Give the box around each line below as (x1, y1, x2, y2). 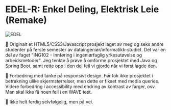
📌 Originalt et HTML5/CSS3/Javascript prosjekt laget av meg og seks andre (5, 41, 164, 47)
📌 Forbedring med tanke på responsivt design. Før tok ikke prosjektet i (5, 72, 153, 78)
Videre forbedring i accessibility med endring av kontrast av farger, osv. (5, 83, 156, 90)
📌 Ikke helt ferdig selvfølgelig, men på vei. (5, 98, 93, 105)
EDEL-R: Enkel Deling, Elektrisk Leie (5, 4, 159, 15)
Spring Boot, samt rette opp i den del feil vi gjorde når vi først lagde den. (5, 63, 157, 69)
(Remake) (5, 14, 47, 26)
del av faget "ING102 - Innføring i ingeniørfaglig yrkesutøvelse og (5, 52, 142, 58)
